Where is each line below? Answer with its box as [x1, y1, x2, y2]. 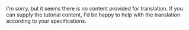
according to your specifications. [6, 18, 87, 24]
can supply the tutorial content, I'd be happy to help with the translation [6, 11, 181, 18]
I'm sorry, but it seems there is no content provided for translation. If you [6, 5, 184, 12]
